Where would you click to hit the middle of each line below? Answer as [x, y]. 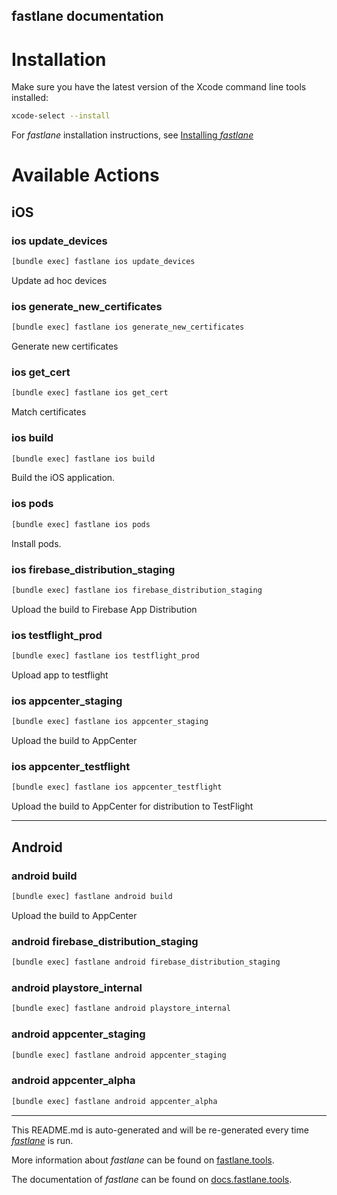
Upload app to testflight [60, 675]
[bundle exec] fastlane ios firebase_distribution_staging [137, 590]
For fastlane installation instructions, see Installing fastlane [132, 135]
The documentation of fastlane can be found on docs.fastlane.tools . [152, 1179]
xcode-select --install [61, 116]
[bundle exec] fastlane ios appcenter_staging [110, 722]
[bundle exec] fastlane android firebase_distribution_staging [146, 962]
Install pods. [36, 543]
